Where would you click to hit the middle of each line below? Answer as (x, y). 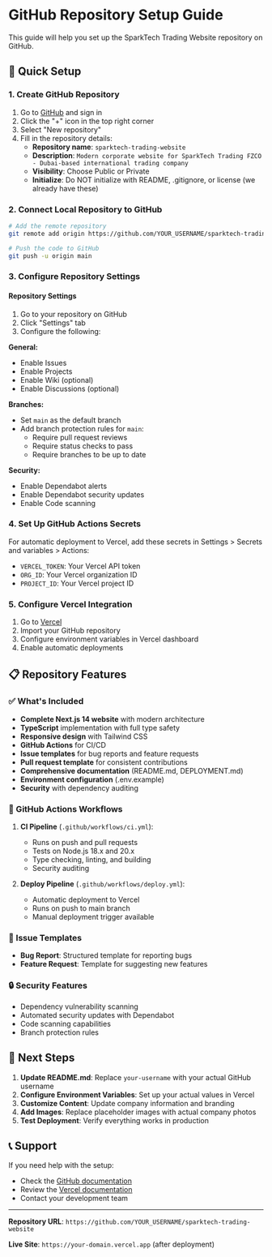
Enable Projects (46, 371)
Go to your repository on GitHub (74, 314)
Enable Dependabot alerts (64, 486)
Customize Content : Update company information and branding (127, 1103)
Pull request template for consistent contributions (104, 762)
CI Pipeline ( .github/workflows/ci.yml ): (87, 827)
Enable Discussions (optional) (70, 388)
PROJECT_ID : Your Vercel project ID (77, 583)
